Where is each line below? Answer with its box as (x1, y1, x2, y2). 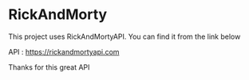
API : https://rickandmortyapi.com (8, 47, 120, 56)
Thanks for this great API (8, 62, 90, 72)
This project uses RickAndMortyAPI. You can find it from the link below (8, 32, 241, 41)
